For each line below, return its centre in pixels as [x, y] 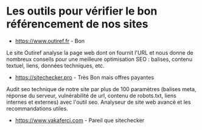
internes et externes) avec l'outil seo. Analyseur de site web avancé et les [99, 102]
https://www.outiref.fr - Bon [50, 41]
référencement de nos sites [77, 24]
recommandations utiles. [37, 108]
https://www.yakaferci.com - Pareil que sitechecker [80, 120]
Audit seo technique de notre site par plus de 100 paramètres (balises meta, [101, 89]
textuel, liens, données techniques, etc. [55, 66]
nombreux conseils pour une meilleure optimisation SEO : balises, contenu [99, 59]
